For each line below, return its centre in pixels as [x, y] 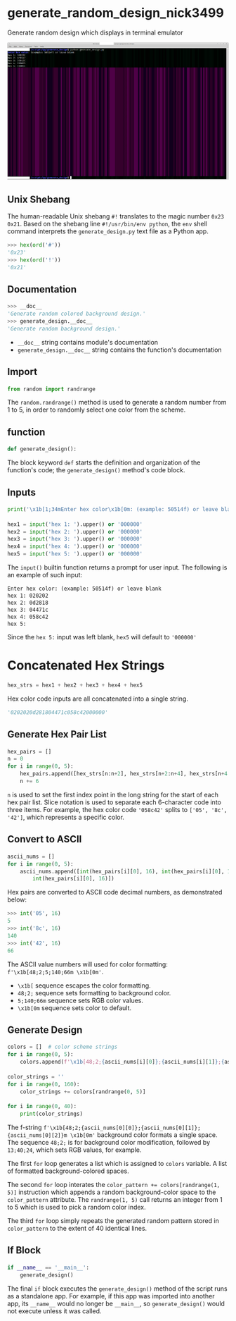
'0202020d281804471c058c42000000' [58, 712]
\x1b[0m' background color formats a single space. [144, 1135]
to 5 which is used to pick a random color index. [77, 1208]
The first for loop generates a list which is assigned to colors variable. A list [117, 1164]
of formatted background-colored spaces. [68, 1171]
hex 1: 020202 [28, 596]
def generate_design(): [42, 449]
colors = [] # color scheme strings [63, 1047]
